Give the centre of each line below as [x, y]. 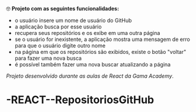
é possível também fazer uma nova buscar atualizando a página [92, 64]
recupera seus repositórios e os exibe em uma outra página [87, 33]
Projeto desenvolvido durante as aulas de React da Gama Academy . [90, 76]
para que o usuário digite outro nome [60, 46]
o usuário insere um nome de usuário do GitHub [73, 20]
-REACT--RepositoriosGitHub [80, 100]
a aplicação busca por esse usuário [58, 27]
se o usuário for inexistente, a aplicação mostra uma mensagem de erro [102, 39]
